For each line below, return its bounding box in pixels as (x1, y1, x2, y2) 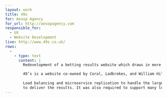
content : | (18, 58, 41, 63)
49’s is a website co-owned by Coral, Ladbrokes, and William (23, 71, 155, 77)
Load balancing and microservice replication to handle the (23, 81, 150, 86)
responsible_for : (5, 26, 41, 31)
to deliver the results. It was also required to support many (23, 85, 157, 90)
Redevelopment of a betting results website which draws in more (23, 62, 162, 67)
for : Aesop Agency (5, 16, 43, 21)
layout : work (5, 7, 32, 12)
